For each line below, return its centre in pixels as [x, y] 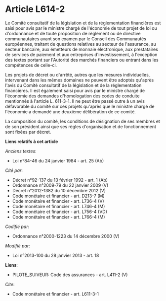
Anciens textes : [21, 151]
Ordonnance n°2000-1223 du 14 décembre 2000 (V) [66, 236]
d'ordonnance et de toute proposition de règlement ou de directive [73, 33]
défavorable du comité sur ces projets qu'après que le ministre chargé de [80, 106]
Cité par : [14, 170]
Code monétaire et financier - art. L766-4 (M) [59, 217]
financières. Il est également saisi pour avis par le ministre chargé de [75, 90]
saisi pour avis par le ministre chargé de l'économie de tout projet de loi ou [81, 28]
